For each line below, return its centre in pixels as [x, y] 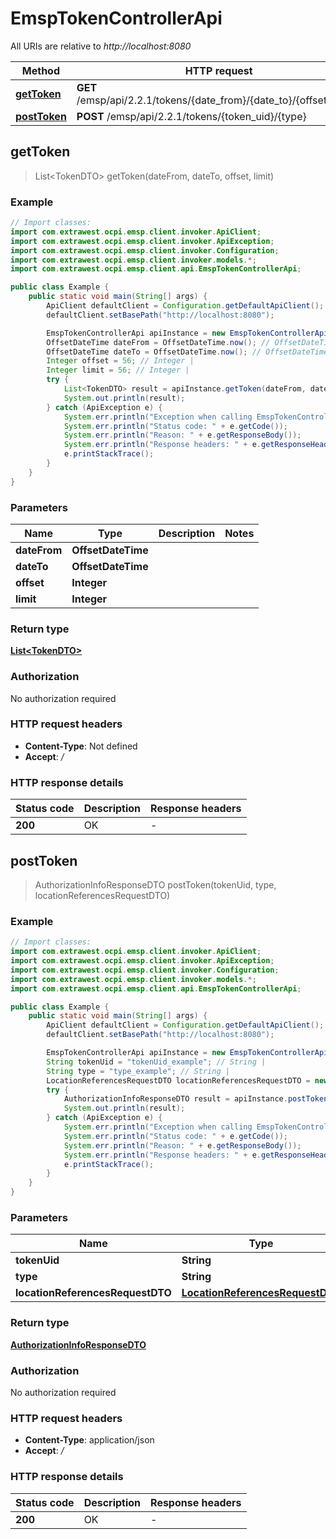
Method [41, 70]
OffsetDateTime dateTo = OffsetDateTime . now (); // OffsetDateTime [187, 352]
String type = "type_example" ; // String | [138, 1071]
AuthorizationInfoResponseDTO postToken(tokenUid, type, [155, 884]
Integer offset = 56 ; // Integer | [120, 361]
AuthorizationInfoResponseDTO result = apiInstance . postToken [196, 1099]
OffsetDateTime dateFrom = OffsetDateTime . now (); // [158, 342]
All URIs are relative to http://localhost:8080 [101, 46]
